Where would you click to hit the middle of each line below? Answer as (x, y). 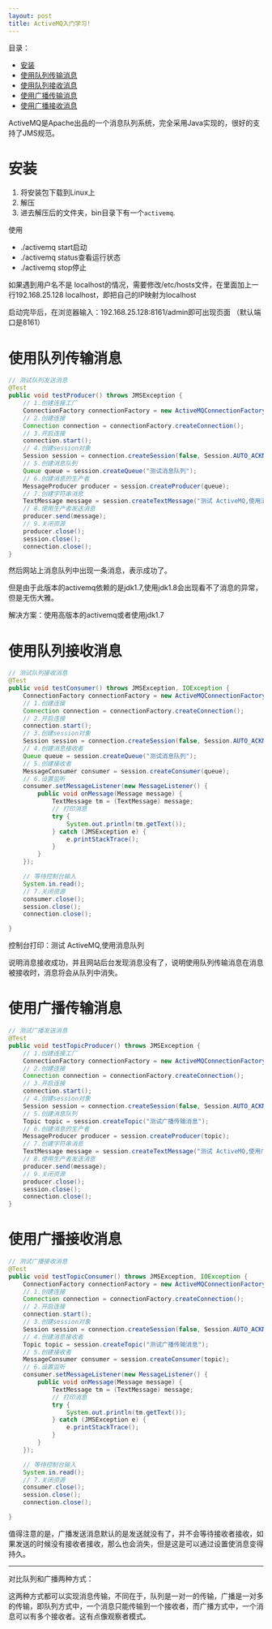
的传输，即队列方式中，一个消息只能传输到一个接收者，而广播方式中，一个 (132, 1606)
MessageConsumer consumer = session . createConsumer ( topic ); (126, 1360)
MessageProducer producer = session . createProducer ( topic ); (126, 1136)
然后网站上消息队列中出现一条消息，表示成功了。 (90, 571)
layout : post (30, 16)
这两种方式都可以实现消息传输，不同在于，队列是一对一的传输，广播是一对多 (136, 1596)
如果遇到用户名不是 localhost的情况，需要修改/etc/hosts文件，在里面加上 (130, 285)
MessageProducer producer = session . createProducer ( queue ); (126, 486)
